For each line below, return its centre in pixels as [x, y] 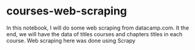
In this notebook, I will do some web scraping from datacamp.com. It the [98, 28]
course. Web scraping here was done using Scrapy [71, 40]
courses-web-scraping [67, 11]
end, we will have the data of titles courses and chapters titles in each [94, 34]
